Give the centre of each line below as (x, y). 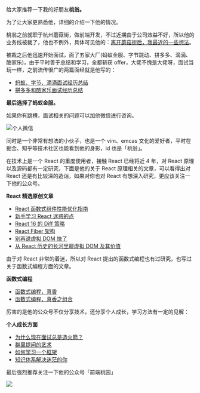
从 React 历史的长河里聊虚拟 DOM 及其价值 (68, 246)
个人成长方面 (22, 324)
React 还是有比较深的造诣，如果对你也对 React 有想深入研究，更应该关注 (96, 176)
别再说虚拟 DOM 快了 (41, 239)
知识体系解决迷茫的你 (41, 360)
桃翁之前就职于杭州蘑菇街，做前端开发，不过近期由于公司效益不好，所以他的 (100, 35)
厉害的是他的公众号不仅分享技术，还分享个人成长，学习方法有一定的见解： (98, 312)
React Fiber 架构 (35, 231)
